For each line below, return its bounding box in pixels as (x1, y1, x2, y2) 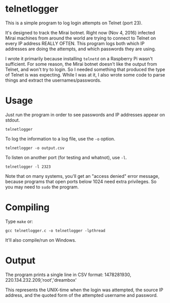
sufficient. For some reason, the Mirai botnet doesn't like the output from (5, 61, 157, 67)
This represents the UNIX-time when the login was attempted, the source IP (5, 287, 163, 293)
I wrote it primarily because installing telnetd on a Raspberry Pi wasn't (5, 55, 153, 61)
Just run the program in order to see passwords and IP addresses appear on (5, 111, 165, 118)
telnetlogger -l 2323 (5, 164, 51, 169)
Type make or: (5, 218, 33, 224)
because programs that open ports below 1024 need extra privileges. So (5, 178, 157, 184)
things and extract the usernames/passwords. (5, 77, 101, 83)
